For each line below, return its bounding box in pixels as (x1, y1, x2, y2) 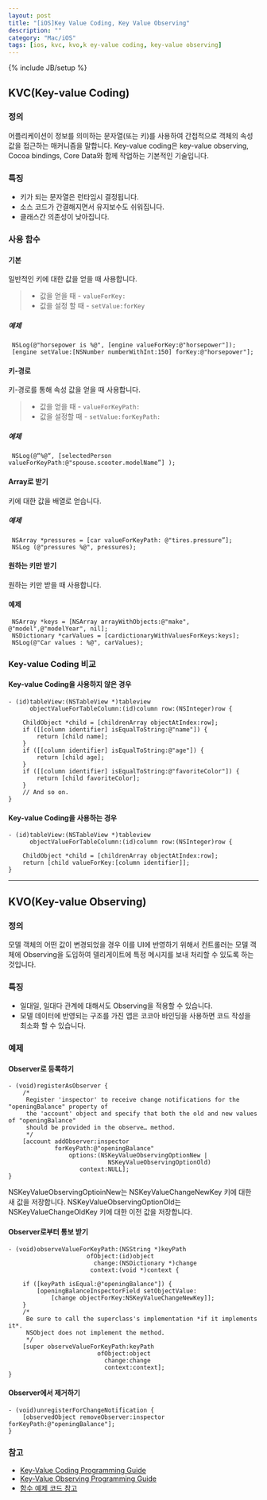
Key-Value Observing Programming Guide (19, 1474, 157, 1483)
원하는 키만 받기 (8, 561, 57, 571)
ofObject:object (96, 1349, 151, 1358)
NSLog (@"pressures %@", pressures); (11, 543, 137, 551)
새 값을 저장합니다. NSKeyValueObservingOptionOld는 (8, 1197, 181, 1207)
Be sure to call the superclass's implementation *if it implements (25, 1315, 258, 1323)
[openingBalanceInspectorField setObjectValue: (37, 1287, 197, 1295)
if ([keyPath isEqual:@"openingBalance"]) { (22, 1280, 172, 1288)
